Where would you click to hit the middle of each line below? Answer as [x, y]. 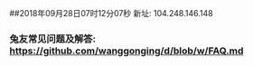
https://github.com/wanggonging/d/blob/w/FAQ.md [126, 51]
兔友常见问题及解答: [53, 39]
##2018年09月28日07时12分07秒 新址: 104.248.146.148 [112, 13]
